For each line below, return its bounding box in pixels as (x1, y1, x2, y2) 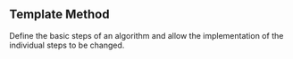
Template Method (9, 7, 110, 22)
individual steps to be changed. (9, 40, 125, 50)
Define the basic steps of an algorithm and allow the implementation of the (9, 30, 284, 41)
